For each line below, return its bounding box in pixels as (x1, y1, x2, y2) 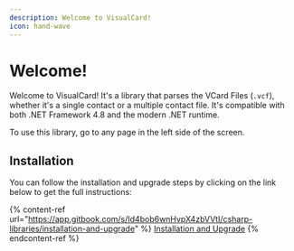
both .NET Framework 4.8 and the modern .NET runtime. (9, 109, 220, 120)
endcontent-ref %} (9, 233, 80, 244)
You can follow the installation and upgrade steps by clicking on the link (9, 177, 277, 188)
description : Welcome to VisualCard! (9, 13, 152, 23)
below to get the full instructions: (9, 187, 133, 198)
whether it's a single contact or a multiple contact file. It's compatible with (9, 100, 285, 111)
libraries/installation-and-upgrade (9, 223, 136, 235)
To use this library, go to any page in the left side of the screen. (9, 127, 245, 138)
